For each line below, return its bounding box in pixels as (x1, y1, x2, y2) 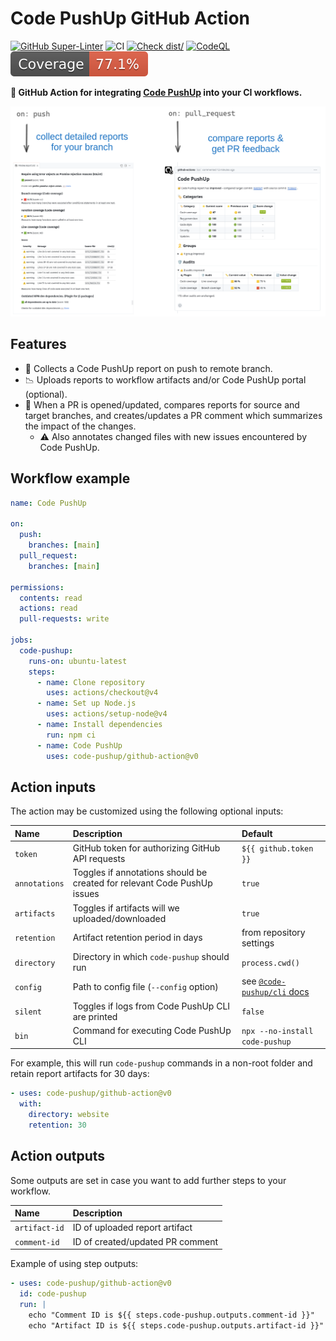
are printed (72, 1010, 118, 1022)
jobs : (10, 635, 33, 646)
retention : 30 (28, 1120, 87, 1131)
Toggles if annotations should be (72, 867, 208, 879)
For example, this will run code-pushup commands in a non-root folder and (10, 1057, 313, 1069)
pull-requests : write (19, 614, 110, 624)
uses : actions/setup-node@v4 (46, 709, 168, 719)
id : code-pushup (19, 1289, 87, 1299)
